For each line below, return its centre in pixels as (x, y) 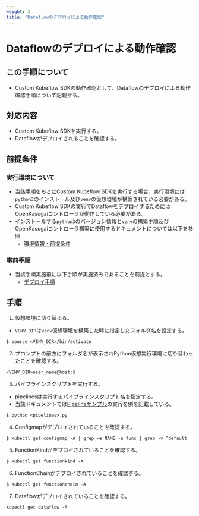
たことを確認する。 (38, 361)
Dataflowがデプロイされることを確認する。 (67, 139)
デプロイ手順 (39, 282)
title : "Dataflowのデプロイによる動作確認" (56, 17)
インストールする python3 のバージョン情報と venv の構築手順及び (92, 221)
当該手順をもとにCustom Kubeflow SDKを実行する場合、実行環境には (100, 191)
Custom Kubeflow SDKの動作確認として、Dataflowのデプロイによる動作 (103, 87)
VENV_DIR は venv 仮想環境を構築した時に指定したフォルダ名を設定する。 (101, 331)
